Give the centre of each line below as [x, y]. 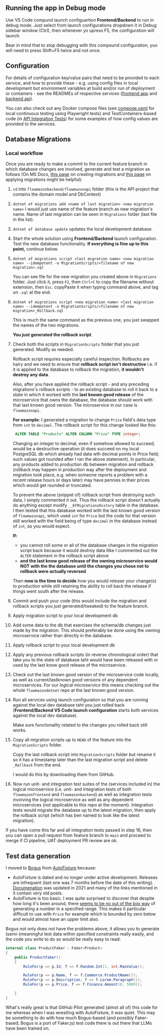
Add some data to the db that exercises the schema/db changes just [82, 625]
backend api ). [19, 98]
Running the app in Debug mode [56, 8]
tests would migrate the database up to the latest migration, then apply [84, 810]
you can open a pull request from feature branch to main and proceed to [78, 835]
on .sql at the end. [32, 293]
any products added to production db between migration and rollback [83, 465]
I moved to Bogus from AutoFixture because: [51, 868]
